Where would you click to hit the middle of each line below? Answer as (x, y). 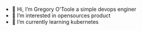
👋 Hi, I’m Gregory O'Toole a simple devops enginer (74, 9)
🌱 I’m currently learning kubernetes (55, 22)
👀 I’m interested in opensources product (61, 15)
